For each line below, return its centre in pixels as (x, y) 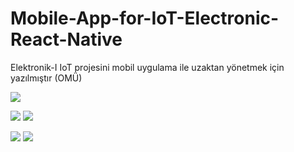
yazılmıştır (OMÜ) (46, 78)
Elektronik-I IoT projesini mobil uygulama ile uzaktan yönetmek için (147, 67)
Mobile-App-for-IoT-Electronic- (145, 18)
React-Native (66, 39)
